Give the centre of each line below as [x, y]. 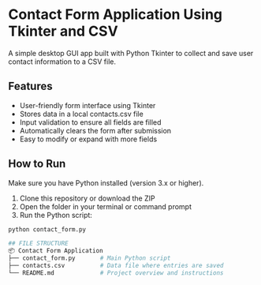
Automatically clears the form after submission [95, 130]
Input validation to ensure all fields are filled [90, 122]
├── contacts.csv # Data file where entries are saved [116, 266]
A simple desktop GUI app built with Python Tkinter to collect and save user [131, 53]
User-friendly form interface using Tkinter [88, 105]
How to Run [37, 164]
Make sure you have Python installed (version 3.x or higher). [106, 182]
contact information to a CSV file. [62, 62]
